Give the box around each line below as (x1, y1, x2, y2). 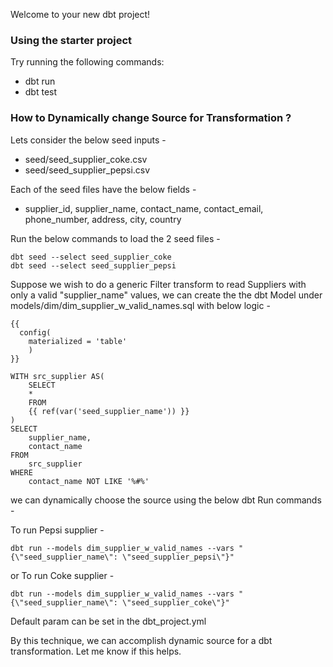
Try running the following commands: (10, 56, 165, 68)
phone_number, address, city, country (24, 213, 182, 225)
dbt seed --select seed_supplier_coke (10, 252, 172, 262)
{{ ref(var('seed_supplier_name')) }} (28, 406, 190, 416)
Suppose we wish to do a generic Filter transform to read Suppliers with (10, 278, 307, 290)
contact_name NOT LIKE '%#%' (28, 476, 150, 486)
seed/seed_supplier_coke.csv (24, 153, 148, 165)
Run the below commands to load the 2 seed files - (10, 232, 221, 244)
